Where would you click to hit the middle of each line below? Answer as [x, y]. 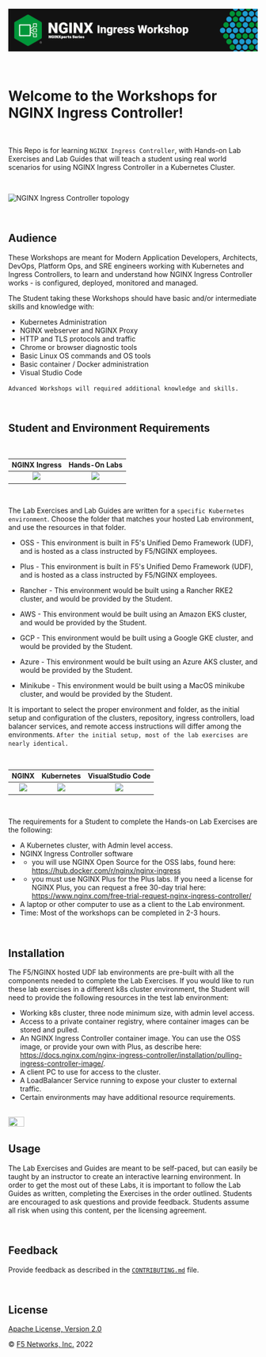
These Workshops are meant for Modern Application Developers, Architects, [133, 257]
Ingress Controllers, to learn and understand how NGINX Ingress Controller [131, 274]
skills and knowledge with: [51, 306]
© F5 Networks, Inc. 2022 [51, 1344]
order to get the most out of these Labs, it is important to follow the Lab [125, 1185]
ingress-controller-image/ [61, 1063]
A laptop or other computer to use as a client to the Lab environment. [132, 905]
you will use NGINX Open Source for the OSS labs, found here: [133, 863]
